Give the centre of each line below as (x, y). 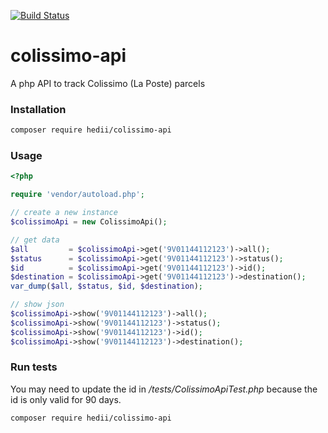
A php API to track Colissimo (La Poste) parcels (108, 83)
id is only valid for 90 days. (66, 399)
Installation (38, 109)
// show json (37, 305)
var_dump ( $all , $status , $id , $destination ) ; (106, 286)
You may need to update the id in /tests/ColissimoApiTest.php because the (164, 389)
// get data (35, 240)
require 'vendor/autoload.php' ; (77, 195)
